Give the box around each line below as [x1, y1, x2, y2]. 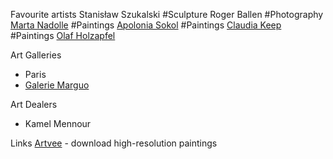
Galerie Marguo [24, 79, 90, 91]
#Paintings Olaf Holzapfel [10, 30, 116, 41]
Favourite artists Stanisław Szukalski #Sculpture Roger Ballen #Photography [10, 9, 324, 20]
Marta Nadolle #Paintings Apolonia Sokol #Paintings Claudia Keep [10, 19, 282, 31]
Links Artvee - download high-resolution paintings [10, 137, 218, 149]
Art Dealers [10, 99, 58, 110]
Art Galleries [10, 49, 62, 61]
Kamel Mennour [24, 118, 92, 129]
